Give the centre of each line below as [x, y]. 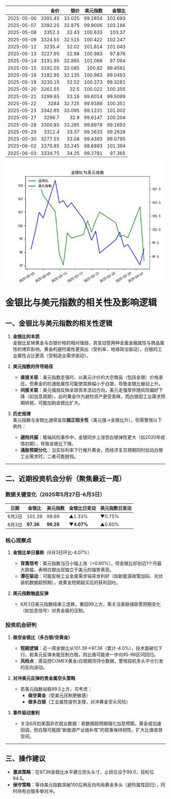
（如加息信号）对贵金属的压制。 [54, 611]
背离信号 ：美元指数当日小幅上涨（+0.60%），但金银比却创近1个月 [89, 563]
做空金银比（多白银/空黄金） [42, 637]
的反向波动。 [34, 667]
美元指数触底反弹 [31, 593]
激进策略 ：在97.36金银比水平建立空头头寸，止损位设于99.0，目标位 [83, 772]
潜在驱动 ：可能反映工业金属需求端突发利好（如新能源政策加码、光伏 [92, 576]
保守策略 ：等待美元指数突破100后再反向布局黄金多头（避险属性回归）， [87, 785]
